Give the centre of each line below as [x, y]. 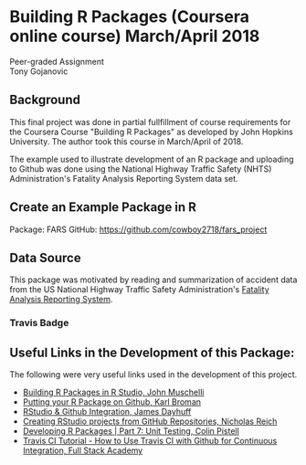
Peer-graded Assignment [57, 61]
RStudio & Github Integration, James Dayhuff [107, 412]
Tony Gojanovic [39, 71]
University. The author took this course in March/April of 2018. [127, 141]
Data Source [45, 258]
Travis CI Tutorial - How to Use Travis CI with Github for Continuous [150, 441]
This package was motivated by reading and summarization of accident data [153, 280]
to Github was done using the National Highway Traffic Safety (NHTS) [141, 169]
